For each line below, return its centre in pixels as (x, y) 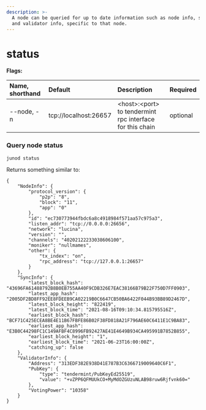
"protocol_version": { (57, 191)
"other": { (42, 250)
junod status (23, 158)
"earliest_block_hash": (59, 315)
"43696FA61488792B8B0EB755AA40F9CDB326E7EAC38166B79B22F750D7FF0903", (98, 288)
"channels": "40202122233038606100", (76, 240)
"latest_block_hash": (56, 283)
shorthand (25, 94)
